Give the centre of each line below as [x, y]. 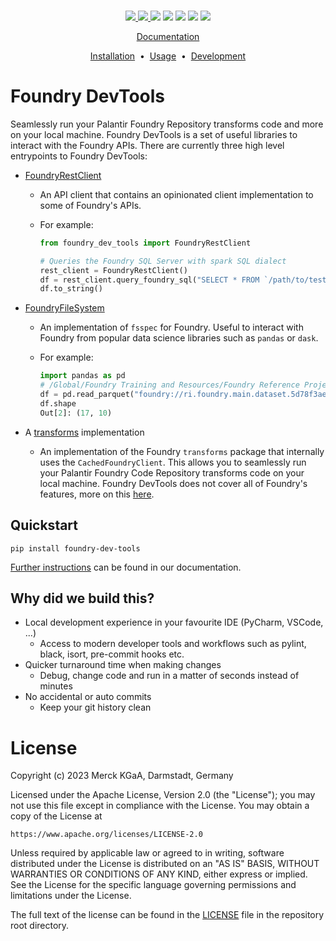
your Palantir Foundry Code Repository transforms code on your [172, 472]
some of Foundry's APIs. [90, 205]
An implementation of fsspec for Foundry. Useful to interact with [171, 327]
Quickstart [44, 525]
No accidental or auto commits [88, 697]
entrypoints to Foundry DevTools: [79, 156]
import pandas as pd [82, 376]
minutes [56, 686]
